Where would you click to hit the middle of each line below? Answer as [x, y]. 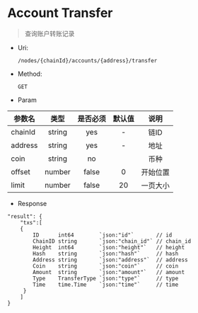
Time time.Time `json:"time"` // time [106, 285]
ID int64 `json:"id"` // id [103, 235]
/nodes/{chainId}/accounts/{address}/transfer [87, 61]
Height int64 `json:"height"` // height [109, 247]
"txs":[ [31, 222]
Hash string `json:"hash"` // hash [106, 254]
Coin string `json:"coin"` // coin [106, 266]
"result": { [25, 216]
